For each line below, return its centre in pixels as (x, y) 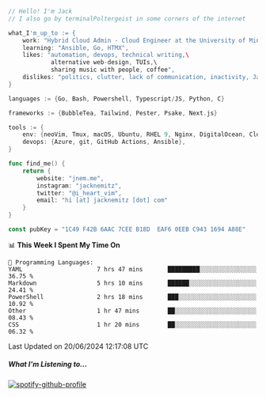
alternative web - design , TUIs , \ (104, 62)
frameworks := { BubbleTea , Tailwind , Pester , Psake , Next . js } (113, 113)
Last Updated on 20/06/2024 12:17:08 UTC (78, 346)
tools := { (26, 127)
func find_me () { (37, 164)
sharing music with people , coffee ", (113, 70)
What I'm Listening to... (48, 365)
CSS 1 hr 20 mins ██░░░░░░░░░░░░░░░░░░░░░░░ (133, 324)
